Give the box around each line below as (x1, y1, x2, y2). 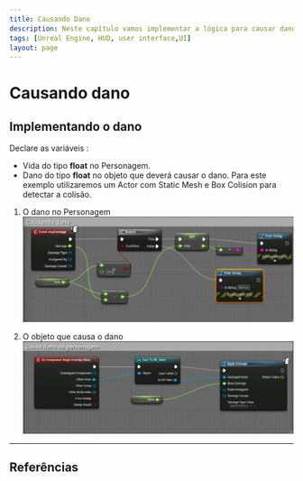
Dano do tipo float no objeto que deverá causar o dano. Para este (22, 170, 267, 180)
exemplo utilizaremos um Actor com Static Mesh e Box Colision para (22, 180, 277, 190)
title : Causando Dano (9, 14, 91, 23)
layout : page (9, 43, 59, 52)
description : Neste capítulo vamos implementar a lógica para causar (9, 23, 277, 33)
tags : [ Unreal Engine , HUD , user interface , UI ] (9, 33, 192, 42)
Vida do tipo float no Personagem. (22, 161, 151, 171)
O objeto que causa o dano (22, 331, 124, 342)
